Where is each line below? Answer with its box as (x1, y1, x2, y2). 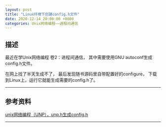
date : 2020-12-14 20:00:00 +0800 (5, 16, 74, 21)
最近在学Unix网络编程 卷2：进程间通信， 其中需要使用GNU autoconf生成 (5, 55, 153, 61)
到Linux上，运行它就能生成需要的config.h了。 (5, 77, 98, 83)
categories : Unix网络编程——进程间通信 (5, 21, 78, 26)
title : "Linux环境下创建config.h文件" (5, 12, 80, 17)
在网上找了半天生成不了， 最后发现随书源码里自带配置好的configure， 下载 (5, 71, 157, 77)
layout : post (5, 7, 32, 12)
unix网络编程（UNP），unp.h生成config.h (5, 111, 88, 117)
